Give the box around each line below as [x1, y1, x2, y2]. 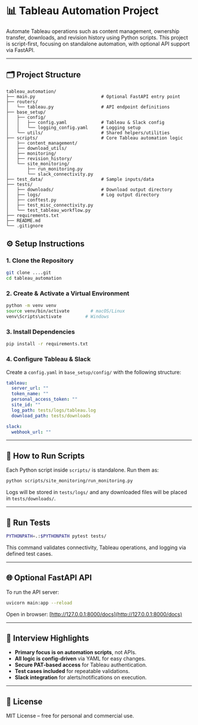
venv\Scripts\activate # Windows [6, 313, 110, 320]
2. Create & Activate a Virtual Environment [6, 289, 130, 298]
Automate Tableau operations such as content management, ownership [6, 27, 180, 35]
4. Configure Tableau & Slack [6, 355, 91, 363]
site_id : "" [11, 402, 41, 408]
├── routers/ [6, 99, 38, 104]
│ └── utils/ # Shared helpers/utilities [6, 130, 170, 136]
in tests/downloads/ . [6, 495, 56, 502]
